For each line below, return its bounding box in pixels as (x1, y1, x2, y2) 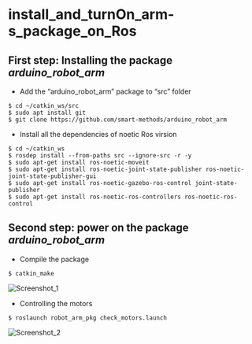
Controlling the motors (19, 298, 93, 308)
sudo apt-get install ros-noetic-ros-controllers (15, 193, 181, 201)
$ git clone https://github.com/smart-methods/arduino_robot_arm (8, 116, 227, 124)
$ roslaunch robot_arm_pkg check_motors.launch (8, 313, 168, 322)
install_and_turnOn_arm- (8, 6, 175, 24)
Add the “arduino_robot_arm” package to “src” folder (19, 87, 191, 96)
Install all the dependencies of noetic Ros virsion (19, 130, 177, 139)
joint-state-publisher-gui (8, 172, 97, 180)
